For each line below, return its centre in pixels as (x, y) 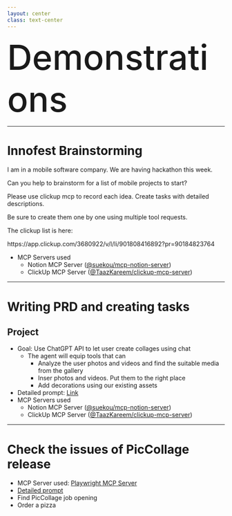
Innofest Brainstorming (75, 150)
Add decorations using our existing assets (97, 385)
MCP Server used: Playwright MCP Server (77, 483)
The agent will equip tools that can (77, 356)
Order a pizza (37, 505)
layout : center (29, 13)
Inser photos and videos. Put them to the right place (112, 378)
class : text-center (35, 20)
